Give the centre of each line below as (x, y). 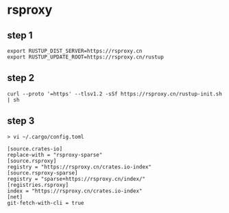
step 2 (21, 78)
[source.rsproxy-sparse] (43, 173)
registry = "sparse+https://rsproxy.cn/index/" (76, 179)
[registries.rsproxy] (38, 185)
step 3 (21, 121)
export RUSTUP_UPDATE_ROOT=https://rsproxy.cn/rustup (86, 57)
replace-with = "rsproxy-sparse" (55, 155)
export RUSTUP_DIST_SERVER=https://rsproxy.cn (75, 51)
